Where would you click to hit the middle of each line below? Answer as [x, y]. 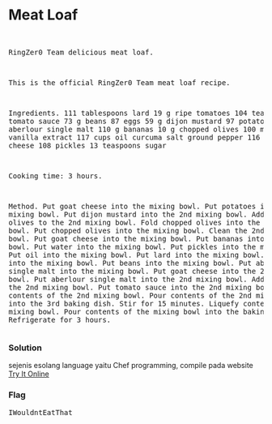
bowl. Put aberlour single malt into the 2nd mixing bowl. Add [136, 279]
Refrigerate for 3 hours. [60, 319]
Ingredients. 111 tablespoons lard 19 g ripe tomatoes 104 [128, 113]
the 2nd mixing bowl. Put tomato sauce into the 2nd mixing [130, 287]
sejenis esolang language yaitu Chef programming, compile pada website [131, 366]
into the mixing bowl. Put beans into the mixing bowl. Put [130, 263]
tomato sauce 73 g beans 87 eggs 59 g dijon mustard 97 [121, 121]
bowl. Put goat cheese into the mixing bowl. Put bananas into [136, 238]
